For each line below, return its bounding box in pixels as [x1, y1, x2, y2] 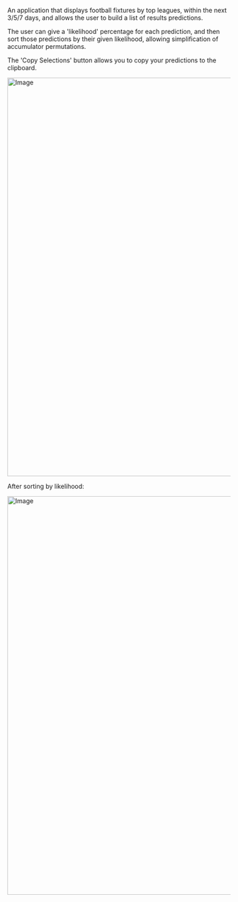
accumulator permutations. [7, 43, 86, 50]
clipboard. [7, 64, 37, 72]
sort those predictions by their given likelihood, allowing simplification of [7, 35, 219, 43]
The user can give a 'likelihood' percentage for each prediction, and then [7, 28, 220, 35]
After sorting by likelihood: [7, 482, 85, 490]
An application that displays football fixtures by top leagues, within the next [7, 6, 227, 14]
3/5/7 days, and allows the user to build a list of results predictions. [7, 13, 203, 22]
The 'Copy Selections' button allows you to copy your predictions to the [7, 56, 217, 64]
